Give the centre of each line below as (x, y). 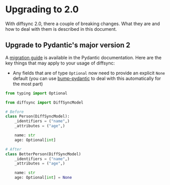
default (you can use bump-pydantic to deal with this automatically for (87, 78)
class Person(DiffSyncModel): (38, 116)
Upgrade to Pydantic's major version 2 (68, 45)
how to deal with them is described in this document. (61, 29)
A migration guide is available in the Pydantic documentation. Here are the (83, 57)
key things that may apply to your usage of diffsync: (60, 63)
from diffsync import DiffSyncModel (44, 102)
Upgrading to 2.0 (42, 9)
